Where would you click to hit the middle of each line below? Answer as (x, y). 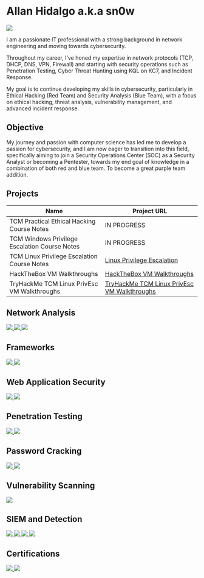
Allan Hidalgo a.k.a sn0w (70, 11)
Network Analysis (41, 313)
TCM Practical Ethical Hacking (53, 221)
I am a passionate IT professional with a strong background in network (94, 39)
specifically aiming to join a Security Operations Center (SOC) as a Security (101, 155)
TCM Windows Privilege (43, 239)
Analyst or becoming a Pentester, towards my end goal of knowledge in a (98, 161)
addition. (17, 174)
